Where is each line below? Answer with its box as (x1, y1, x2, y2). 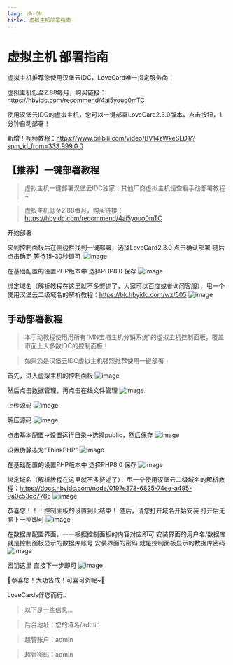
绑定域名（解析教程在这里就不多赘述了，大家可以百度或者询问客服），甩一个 (7, 282, 225, 290)
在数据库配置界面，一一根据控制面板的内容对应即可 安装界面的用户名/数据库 (7, 530, 226, 538)
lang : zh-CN (7, 10, 42, 17)
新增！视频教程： (7, 134, 57, 143)
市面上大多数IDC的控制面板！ (24, 342, 109, 350)
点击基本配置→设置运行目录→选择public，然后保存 (7, 431, 153, 439)
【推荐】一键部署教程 (7, 164, 99, 176)
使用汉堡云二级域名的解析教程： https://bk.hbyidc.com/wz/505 (7, 291, 187, 299)
